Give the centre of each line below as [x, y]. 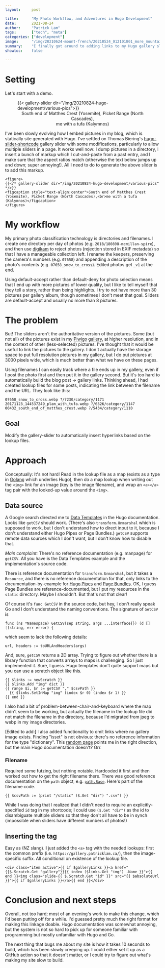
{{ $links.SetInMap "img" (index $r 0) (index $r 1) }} [68, 693]
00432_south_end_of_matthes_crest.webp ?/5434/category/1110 [69, 408]
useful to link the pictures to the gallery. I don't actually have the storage [78, 350]
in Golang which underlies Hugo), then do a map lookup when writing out [79, 480]
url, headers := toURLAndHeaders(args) [46, 646]
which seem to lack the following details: [46, 637]
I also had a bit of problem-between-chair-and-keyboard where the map [78, 706]
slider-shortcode [22, 144]
